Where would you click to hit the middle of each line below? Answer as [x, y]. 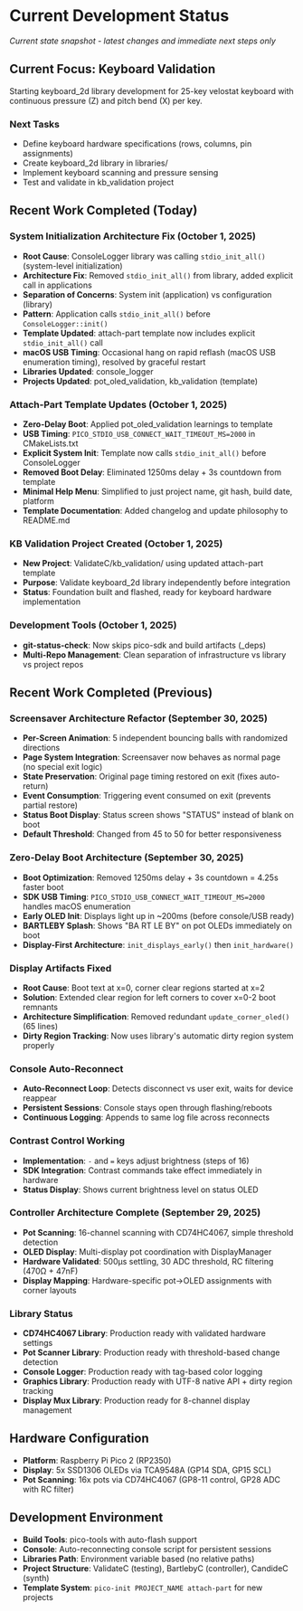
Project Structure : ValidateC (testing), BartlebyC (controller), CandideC [156, 1568]
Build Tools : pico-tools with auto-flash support [109, 1540]
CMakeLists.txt [50, 443]
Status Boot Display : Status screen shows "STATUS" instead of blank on [158, 815]
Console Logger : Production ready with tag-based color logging [142, 1372]
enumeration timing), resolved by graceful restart [114, 362]
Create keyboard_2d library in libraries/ [95, 163]
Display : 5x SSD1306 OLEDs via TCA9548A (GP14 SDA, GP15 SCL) [147, 1470]
